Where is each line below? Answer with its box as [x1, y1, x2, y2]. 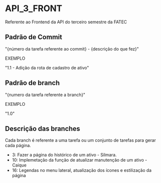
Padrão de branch [5, 79, 60, 87]
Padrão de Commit [5, 33, 62, 41]
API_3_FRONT [5, 3, 63, 14]
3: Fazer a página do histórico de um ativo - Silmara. [12, 152, 117, 158]
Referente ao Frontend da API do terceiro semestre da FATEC [5, 19, 127, 25]
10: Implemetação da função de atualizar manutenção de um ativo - [12, 157, 147, 163]
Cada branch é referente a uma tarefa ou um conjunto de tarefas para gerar [5, 137, 156, 143]
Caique [12, 162, 27, 168]
